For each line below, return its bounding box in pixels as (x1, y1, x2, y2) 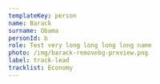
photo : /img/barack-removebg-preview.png (8, 49, 149, 57)
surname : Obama (8, 26, 59, 34)
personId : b (8, 34, 48, 42)
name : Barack (8, 19, 52, 27)
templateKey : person (8, 11, 78, 20)
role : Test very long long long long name (8, 42, 152, 50)
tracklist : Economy (8, 64, 74, 72)
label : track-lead (8, 57, 70, 65)
